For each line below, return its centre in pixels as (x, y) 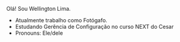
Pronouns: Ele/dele (39, 33)
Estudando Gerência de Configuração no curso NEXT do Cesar (94, 27)
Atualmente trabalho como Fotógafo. (61, 20)
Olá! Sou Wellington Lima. (39, 9)
